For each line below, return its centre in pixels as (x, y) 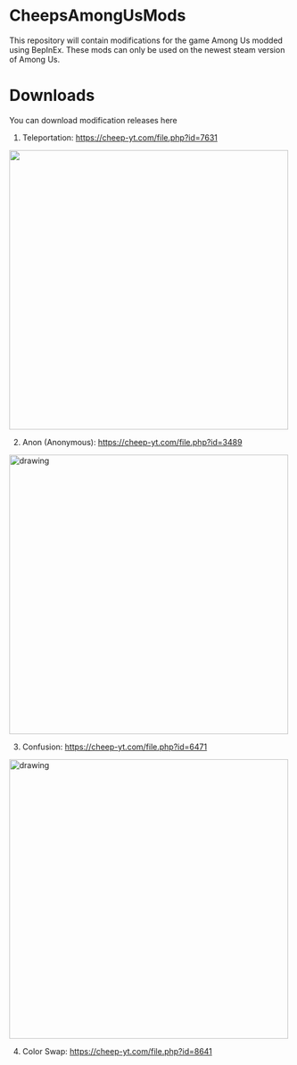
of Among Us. (35, 59)
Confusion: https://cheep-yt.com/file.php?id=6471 (115, 747)
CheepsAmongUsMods (98, 16)
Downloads (52, 96)
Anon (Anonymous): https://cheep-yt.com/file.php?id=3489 (132, 442)
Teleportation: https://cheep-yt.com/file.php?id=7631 (120, 137)
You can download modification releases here (94, 120)
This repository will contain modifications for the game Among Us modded (146, 40)
